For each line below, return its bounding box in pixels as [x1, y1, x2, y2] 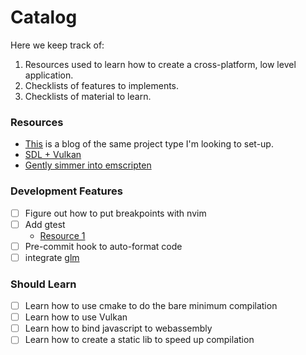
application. [24, 69, 74, 81]
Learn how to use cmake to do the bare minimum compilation [24, 300, 278, 312]
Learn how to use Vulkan [24, 311, 128, 323]
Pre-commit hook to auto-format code [24, 240, 183, 252]
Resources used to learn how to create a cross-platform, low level [24, 58, 297, 70]
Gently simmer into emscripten [24, 159, 152, 171]
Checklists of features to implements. [24, 79, 180, 91]
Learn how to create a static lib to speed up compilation [24, 334, 255, 346]
